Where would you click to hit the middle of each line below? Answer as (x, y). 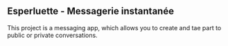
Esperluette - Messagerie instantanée (91, 11)
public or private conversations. (53, 35)
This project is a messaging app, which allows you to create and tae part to (114, 27)
